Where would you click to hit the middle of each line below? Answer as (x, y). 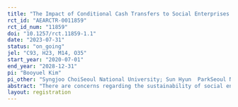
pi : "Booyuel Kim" (34, 73)
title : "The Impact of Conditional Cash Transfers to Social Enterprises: (120, 14)
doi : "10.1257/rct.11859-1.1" (52, 33)
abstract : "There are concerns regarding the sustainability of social (115, 86)
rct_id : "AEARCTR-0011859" (47, 20)
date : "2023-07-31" (36, 40)
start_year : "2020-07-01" (45, 60)
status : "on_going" (36, 46)
